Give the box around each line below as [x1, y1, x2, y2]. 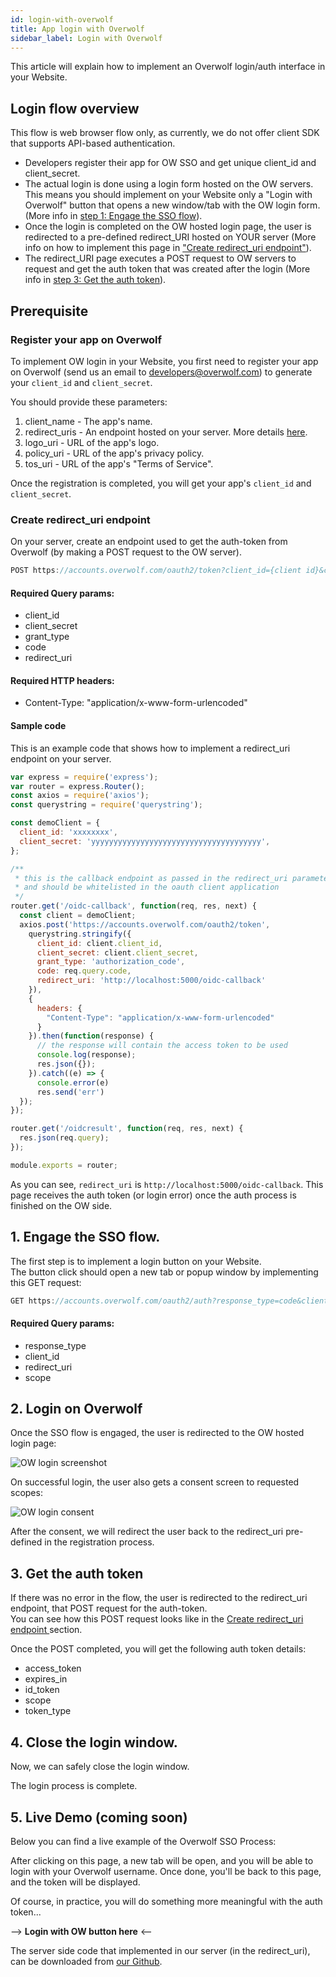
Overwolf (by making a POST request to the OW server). [10, 546, 242, 558]
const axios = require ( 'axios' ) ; [10, 791, 150, 801]
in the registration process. [44, 1536, 155, 1548]
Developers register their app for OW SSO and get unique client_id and [24, 157, 317, 169]
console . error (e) [36, 1077, 110, 1088]
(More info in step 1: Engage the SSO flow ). [24, 210, 203, 222]
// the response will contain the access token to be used [36, 1041, 288, 1051]
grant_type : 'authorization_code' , [36, 957, 186, 967]
